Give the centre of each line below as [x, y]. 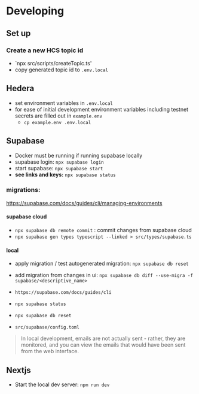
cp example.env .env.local [57, 122]
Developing [35, 11]
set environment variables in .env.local [64, 103]
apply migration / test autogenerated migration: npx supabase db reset [102, 264]
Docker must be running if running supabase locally [79, 155]
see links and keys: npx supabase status [65, 175]
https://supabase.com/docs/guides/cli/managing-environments [84, 203]
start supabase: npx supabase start [59, 168]
